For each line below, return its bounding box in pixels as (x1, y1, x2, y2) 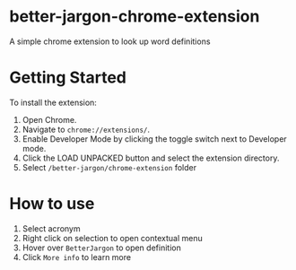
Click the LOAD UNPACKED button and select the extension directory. (22, 152, 280, 163)
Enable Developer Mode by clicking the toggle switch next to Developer (22, 133, 287, 144)
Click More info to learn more (22, 251, 132, 262)
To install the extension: (9, 97, 97, 108)
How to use (9, 194, 95, 214)
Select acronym (22, 222, 81, 234)
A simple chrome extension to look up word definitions (9, 36, 211, 47)
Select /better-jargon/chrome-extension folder (22, 161, 197, 172)
